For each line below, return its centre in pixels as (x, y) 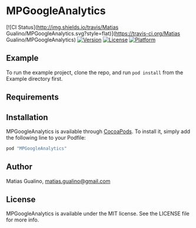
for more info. (23, 220)
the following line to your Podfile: (46, 137)
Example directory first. (34, 78)
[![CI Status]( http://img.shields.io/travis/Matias (62, 27)
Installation (27, 117)
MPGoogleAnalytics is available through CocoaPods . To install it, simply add (98, 131)
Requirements (32, 98)
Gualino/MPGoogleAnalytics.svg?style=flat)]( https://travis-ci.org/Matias (93, 33)
